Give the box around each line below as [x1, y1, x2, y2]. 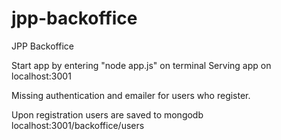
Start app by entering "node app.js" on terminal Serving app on [11, 59, 272, 71]
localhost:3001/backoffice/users [11, 119, 145, 131]
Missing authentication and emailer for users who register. [11, 89, 251, 101]
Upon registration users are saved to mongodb [11, 108, 204, 121]
